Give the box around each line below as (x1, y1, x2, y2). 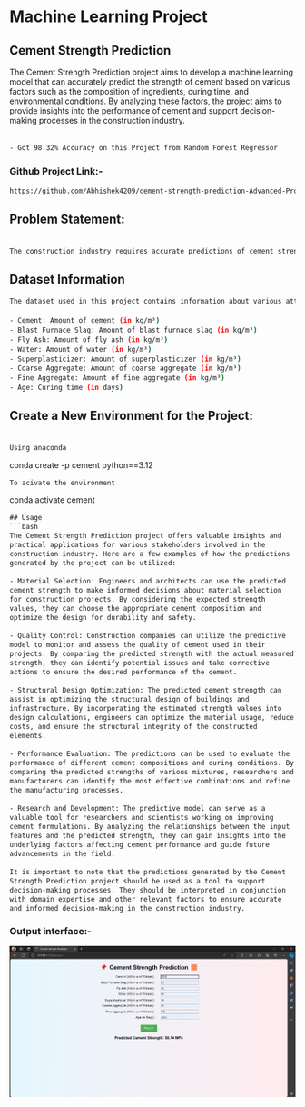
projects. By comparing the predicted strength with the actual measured (9, 649, 295, 658)
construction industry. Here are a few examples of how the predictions (9, 549, 290, 558)
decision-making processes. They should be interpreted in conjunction (9, 885, 286, 894)
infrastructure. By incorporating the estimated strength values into (9, 703, 282, 713)
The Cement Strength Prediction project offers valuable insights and (9, 531, 282, 540)
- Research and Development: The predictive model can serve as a (9, 803, 266, 813)
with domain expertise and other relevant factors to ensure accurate (9, 894, 282, 903)
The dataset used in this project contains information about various (9, 297, 282, 306)
